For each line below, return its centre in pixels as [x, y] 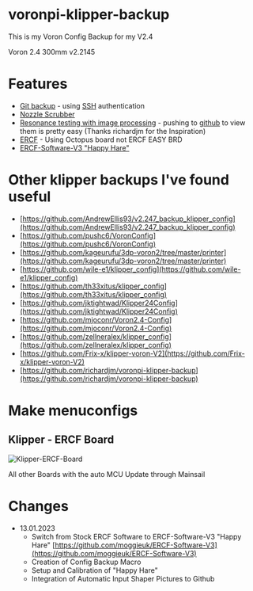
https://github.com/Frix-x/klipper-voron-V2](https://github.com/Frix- [134, 353]
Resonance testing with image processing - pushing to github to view [132, 122]
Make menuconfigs [73, 410]
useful [30, 197]
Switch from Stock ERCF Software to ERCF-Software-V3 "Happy [136, 536]
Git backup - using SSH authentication [82, 105]
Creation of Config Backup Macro [86, 562]
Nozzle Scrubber [47, 114]
